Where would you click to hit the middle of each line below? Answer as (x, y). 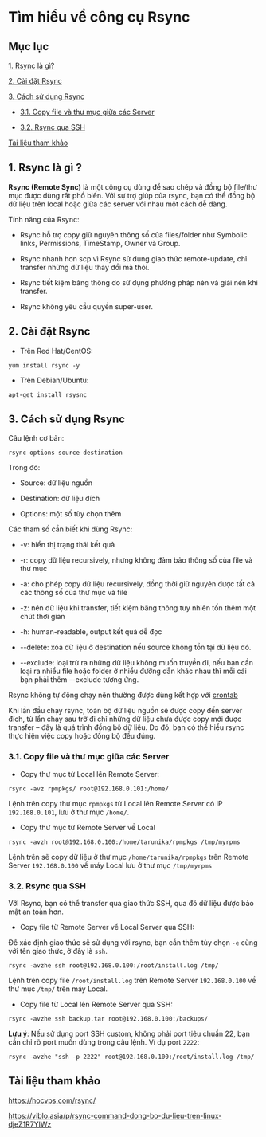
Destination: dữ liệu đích (60, 499)
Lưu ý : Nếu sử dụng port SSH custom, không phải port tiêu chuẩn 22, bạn (129, 1034)
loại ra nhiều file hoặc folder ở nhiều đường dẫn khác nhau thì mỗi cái (133, 671)
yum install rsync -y (44, 365)
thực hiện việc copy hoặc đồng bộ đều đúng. (82, 736)
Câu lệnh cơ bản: (36, 438)
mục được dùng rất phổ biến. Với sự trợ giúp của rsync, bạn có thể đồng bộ (132, 195)
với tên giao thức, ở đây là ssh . (58, 951)
